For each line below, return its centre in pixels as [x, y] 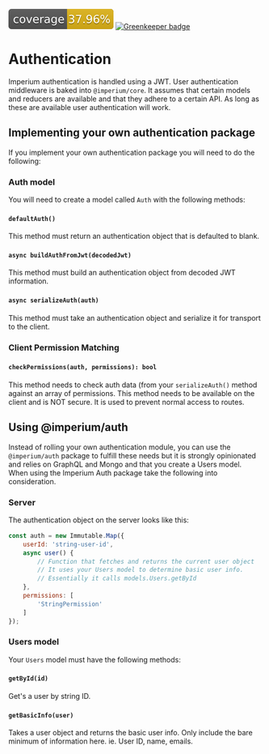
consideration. [32, 481]
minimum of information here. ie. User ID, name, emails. [101, 741]
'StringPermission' [70, 604]
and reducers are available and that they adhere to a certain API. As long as [134, 99]
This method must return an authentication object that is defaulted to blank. [134, 236]
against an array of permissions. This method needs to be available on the [132, 393]
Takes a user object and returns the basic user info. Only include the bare [130, 733]
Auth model [32, 181]
